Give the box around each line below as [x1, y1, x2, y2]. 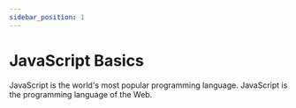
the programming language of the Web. [9, 89, 153, 99]
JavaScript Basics [9, 50, 144, 70]
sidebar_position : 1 [9, 12, 86, 22]
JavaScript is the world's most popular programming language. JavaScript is [9, 80, 288, 90]
